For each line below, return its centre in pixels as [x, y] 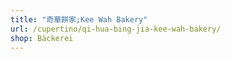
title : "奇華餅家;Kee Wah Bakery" [79, 19]
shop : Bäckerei [42, 38]
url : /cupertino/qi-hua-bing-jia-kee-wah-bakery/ [116, 29]
